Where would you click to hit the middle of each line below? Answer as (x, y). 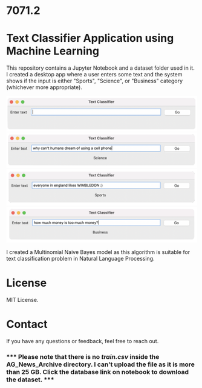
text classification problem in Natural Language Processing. (80, 259)
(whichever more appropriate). (44, 87)
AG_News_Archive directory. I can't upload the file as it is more (101, 364)
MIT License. (22, 300)
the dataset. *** (30, 380)
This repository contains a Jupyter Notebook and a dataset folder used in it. (100, 68)
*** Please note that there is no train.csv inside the (83, 356)
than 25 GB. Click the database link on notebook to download (98, 372)
